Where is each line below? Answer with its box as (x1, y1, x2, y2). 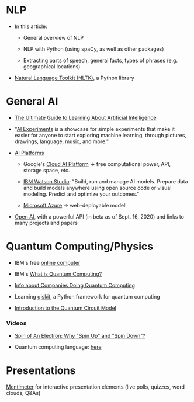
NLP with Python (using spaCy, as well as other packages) (23, 45, 164, 53)
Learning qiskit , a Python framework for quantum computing (14, 293, 161, 300)
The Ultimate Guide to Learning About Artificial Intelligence (14, 114, 157, 121)
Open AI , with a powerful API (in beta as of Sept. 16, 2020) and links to (14, 213, 185, 220)
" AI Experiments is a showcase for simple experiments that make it (14, 125, 175, 132)
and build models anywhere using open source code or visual (23, 184, 172, 191)
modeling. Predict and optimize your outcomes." (23, 190, 140, 197)
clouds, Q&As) (6, 390, 41, 397)
